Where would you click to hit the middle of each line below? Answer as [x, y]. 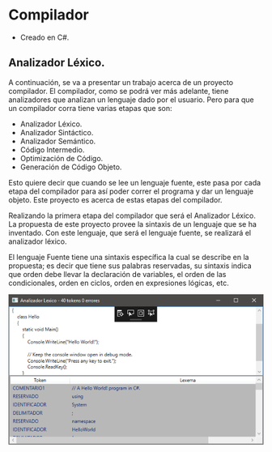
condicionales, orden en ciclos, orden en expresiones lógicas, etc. [119, 283]
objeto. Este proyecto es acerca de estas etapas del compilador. [115, 199]
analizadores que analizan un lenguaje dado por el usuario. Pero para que [131, 100]
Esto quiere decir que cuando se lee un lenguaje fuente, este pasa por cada [135, 182]
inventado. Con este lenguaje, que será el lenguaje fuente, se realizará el [130, 232]
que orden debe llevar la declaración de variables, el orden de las [117, 274]
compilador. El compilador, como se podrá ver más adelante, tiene [119, 91]
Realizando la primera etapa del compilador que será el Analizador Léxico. [132, 215]
